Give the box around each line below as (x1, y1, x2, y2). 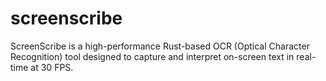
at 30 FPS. (30, 61, 74, 73)
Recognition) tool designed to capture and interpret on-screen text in (10, 50, 295, 62)
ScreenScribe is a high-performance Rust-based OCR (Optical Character (10, 40, 310, 52)
